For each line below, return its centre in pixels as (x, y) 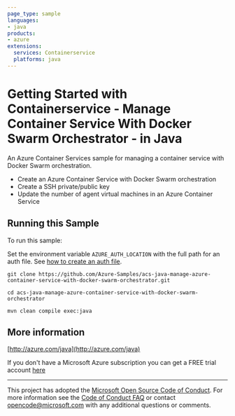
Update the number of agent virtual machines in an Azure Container (115, 194)
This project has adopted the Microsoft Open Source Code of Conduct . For (115, 390)
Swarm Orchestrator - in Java (95, 138)
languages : (23, 20)
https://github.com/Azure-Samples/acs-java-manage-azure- (124, 274)
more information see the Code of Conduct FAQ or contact (92, 398)
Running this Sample (53, 224)
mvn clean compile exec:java (50, 311)
